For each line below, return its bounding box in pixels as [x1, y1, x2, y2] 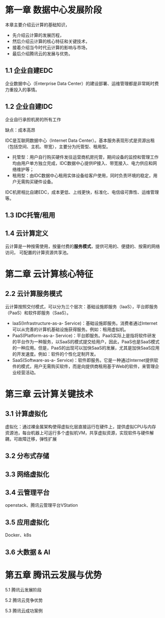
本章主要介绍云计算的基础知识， [5, 22, 70, 28]
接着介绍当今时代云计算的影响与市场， [12, 44, 90, 50]
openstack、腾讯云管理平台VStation [5, 502, 78, 508]
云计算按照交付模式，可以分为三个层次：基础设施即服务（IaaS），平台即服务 [5, 303, 158, 309]
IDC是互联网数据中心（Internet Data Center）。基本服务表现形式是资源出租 [5, 137, 155, 143]
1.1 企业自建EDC [5, 66, 53, 75]
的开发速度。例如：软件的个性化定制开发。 [12, 351, 99, 357]
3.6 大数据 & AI [5, 548, 51, 556]
